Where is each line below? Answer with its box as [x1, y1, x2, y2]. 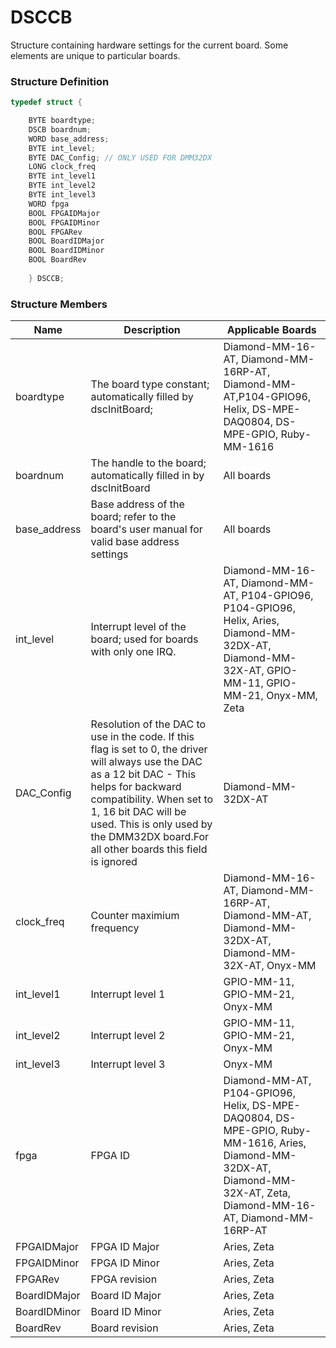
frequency [90, 921, 140, 935]
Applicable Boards [226, 323, 317, 337]
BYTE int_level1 [28, 171, 97, 181]
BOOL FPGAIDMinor [28, 217, 101, 228]
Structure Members [10, 297, 108, 311]
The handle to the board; [90, 456, 207, 470]
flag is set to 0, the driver [90, 742, 208, 756]
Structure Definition [10, 74, 110, 88]
